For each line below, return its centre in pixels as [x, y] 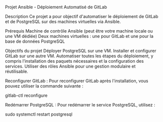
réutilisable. [17, 71]
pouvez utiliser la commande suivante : [44, 86]
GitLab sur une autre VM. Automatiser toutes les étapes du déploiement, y [79, 56]
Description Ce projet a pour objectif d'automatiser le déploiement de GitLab [82, 16]
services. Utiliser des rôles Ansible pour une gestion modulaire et [70, 66]
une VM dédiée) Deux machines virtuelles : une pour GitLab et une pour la [79, 36]
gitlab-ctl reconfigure [26, 95]
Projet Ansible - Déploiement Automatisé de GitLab [56, 7]
